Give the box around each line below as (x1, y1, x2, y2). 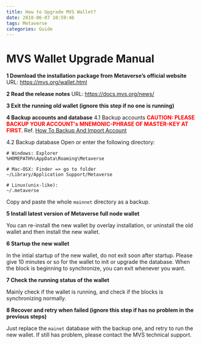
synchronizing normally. (6, 295, 67, 302)
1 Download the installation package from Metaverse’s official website (6, 72, 187, 80)
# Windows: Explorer (6, 150, 59, 157)
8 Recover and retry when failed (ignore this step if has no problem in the (6, 306, 194, 314)
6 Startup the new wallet (6, 240, 70, 247)
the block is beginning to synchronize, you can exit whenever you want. (6, 265, 186, 272)
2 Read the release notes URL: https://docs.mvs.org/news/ (6, 91, 155, 98)
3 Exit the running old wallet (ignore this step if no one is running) (6, 102, 175, 109)
